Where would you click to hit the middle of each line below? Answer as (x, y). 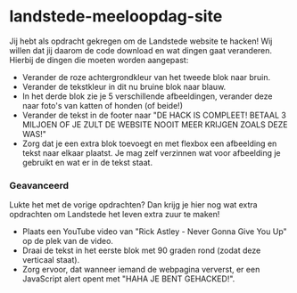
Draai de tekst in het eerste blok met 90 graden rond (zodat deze (141, 250)
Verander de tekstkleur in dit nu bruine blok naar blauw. (124, 86)
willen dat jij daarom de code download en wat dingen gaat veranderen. (141, 50)
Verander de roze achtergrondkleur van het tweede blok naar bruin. (146, 77)
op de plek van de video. (68, 241)
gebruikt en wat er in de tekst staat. (87, 162)
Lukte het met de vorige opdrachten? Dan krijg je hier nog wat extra (133, 205)
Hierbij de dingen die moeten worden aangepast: (99, 60)
